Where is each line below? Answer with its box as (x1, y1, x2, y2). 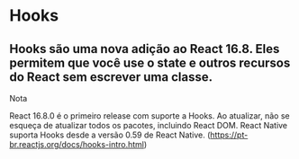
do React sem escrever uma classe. (9, 69, 213, 84)
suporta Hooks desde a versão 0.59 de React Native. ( (9, 129, 211, 140)
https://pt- (210, 129, 249, 140)
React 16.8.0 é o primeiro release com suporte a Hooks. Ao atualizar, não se (9, 110, 290, 121)
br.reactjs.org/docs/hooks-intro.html (9, 139, 144, 149)
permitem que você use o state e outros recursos (9, 55, 291, 70)
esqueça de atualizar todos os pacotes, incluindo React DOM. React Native (9, 120, 288, 130)
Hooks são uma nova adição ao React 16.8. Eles (9, 41, 280, 57)
